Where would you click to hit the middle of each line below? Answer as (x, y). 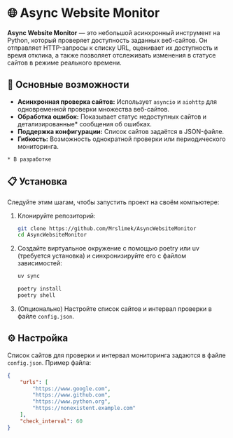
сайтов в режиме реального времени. (65, 62)
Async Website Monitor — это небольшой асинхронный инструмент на (114, 32)
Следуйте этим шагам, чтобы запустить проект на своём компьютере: (113, 202)
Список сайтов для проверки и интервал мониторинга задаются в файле (116, 355)
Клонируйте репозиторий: (56, 215)
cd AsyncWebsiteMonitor (52, 235)
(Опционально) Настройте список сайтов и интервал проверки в (114, 308)
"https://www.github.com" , (72, 395)
